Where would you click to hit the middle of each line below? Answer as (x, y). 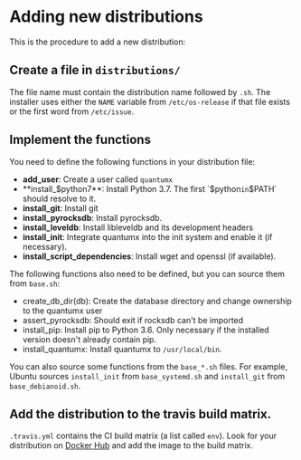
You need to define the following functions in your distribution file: (132, 161)
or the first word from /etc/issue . (71, 111)
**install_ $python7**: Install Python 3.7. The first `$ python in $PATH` (150, 188)
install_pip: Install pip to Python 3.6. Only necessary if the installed (146, 330)
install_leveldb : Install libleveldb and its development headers (138, 227)
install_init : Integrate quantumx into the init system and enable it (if (147, 236)
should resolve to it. (59, 198)
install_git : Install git (60, 208)
